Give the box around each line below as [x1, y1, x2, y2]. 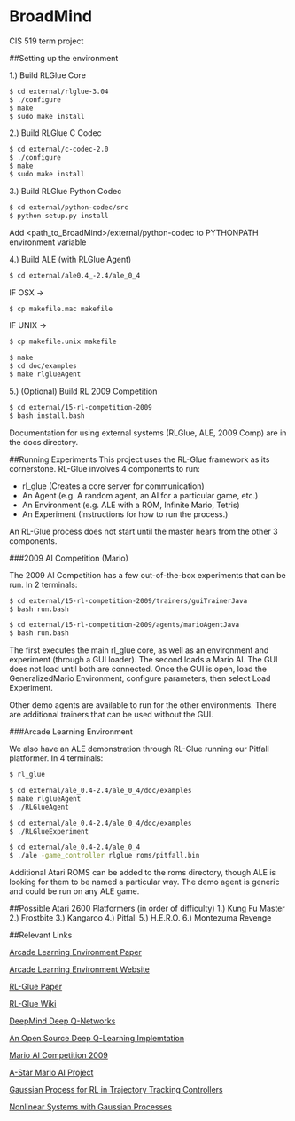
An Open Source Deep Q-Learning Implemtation [9, 1033, 184, 1044]
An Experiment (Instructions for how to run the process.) [21, 508, 229, 520]
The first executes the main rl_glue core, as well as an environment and [9, 645, 269, 655]
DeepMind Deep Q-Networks [9, 1015, 116, 1026]
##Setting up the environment [9, 52, 119, 63]
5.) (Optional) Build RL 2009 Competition [9, 386, 158, 396]
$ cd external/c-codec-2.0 [9, 145, 109, 154]
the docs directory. [9, 436, 79, 447]
